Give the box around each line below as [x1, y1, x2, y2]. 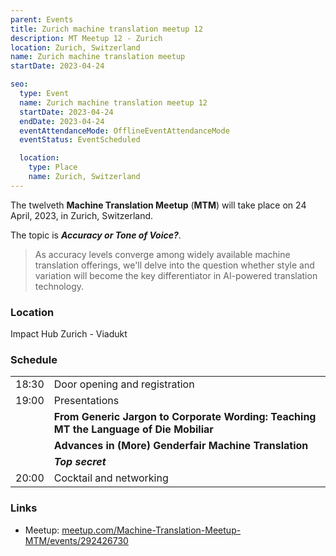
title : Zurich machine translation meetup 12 [10, 24, 203, 34]
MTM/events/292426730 [24, 534, 129, 546]
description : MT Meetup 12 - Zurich [10, 33, 163, 43]
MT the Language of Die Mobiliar [53, 422, 214, 436]
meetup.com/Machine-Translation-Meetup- [61, 524, 242, 536]
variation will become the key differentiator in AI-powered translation [34, 269, 318, 281]
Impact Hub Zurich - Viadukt [10, 328, 128, 340]
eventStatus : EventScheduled [19, 135, 141, 145]
